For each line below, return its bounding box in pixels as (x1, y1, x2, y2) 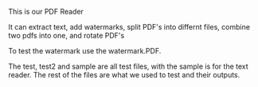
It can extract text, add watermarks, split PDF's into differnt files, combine (8, 22, 251, 31)
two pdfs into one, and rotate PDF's (8, 31, 125, 40)
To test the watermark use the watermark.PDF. (8, 46, 162, 55)
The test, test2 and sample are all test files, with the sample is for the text (8, 61, 248, 71)
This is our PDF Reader (8, 7, 84, 16)
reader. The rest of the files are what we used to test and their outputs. (8, 70, 240, 79)
